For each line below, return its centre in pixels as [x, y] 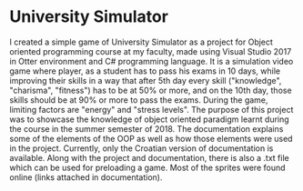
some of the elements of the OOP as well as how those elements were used [151, 138]
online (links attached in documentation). [86, 177]
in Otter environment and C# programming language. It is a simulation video [151, 61]
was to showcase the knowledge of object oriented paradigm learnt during [149, 119]
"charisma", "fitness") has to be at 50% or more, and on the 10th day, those [151, 90]
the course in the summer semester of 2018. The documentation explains [146, 128]
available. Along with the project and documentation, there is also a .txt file [149, 157]
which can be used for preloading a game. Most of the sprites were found [147, 167]
